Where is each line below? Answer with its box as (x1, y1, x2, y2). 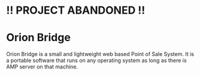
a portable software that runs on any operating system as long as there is (6, 57, 187, 64)
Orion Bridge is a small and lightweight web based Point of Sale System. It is (6, 51, 195, 58)
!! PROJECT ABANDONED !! (6, 4, 146, 17)
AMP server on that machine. (6, 63, 78, 70)
